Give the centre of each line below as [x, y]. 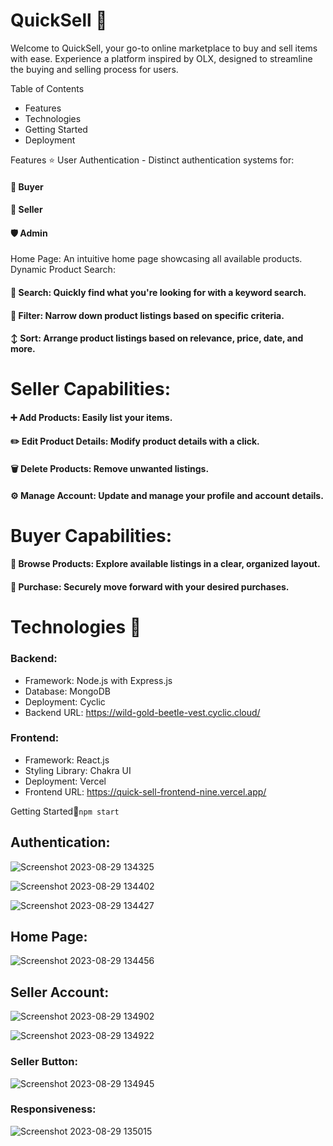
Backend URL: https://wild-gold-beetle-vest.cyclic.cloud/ [142, 712]
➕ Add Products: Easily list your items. [91, 417]
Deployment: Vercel [65, 781]
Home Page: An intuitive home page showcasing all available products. [156, 259]
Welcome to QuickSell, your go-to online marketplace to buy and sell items [164, 48]
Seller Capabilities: [91, 389]
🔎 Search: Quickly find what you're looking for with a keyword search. [158, 292]
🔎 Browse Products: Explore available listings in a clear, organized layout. [165, 564]
